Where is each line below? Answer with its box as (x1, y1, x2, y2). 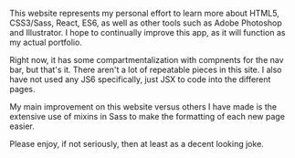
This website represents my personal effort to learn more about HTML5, (9, 8, 280, 18)
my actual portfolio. (9, 37, 82, 47)
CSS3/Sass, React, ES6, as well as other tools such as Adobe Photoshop (9, 17, 283, 28)
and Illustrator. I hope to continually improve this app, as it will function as (9, 27, 286, 37)
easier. (9, 121, 35, 132)
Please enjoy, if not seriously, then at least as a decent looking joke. (9, 139, 265, 149)
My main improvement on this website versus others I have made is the (9, 101, 277, 112)
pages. (9, 84, 36, 94)
